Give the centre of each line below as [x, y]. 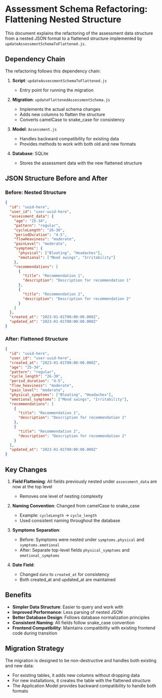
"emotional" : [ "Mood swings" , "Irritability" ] [67, 257]
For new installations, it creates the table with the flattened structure [81, 680]
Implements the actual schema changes [60, 109]
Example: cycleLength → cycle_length [58, 515]
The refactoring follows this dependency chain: [53, 71]
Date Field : [23, 565]
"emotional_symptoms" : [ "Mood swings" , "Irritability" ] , [69, 399]
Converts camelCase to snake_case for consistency [72, 120]
